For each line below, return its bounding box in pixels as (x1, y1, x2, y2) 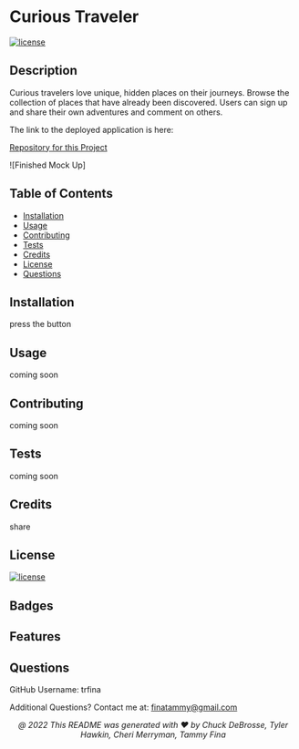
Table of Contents (9, 186, 114, 201)
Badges (9, 598, 54, 613)
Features (9, 629, 61, 644)
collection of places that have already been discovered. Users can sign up (9, 97, 288, 108)
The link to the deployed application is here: (9, 124, 174, 135)
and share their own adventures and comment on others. (9, 107, 223, 118)
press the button (9, 319, 71, 330)
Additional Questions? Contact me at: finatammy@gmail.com (9, 702, 238, 713)
